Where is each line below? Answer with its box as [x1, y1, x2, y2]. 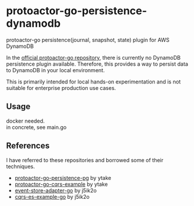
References [6, 141, 50, 151]
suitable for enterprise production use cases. [6, 84, 116, 91]
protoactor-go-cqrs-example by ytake [14, 181, 108, 188]
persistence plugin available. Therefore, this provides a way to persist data [6, 60, 189, 67]
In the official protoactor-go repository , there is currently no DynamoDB [6, 54, 181, 61]
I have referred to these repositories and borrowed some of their [6, 156, 164, 163]
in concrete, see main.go [6, 123, 67, 131]
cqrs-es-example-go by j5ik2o [14, 193, 90, 200]
